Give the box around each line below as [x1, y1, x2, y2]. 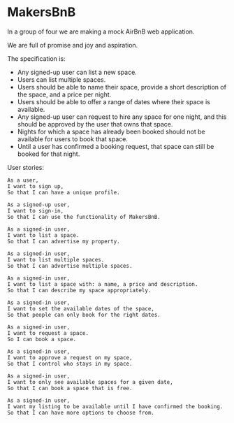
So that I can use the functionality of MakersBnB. [7, 213, 161, 220]
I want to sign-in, [7, 207, 64, 214]
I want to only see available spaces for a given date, [7, 378, 173, 385]
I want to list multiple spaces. [7, 256, 105, 263]
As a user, [7, 176, 39, 184]
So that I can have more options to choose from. [7, 409, 155, 416]
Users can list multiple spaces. [17, 75, 106, 84]
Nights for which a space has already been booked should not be [17, 127, 205, 136]
